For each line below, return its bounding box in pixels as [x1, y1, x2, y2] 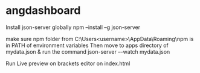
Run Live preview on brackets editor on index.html [5, 60, 131, 67]
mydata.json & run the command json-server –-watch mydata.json [5, 48, 170, 55]
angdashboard [5, 4, 81, 17]
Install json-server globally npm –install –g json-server [5, 24, 140, 31]
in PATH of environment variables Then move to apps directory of [5, 42, 169, 49]
